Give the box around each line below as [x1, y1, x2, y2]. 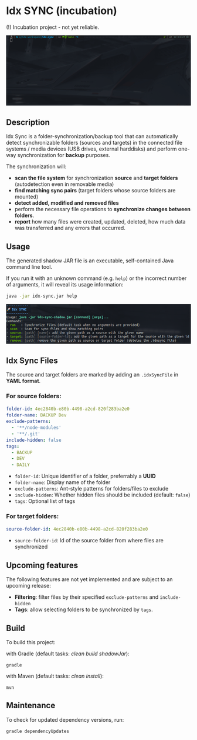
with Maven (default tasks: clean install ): [6, 672, 104, 679]
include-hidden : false [6, 437, 62, 443]
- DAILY [11, 462, 30, 468]
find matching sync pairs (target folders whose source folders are [14, 187, 176, 194]
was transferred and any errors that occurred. [14, 225, 126, 232]
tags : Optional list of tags [14, 498, 76, 505]
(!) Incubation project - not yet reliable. [6, 24, 100, 31]
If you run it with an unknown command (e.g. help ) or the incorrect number [6, 275, 187, 282]
